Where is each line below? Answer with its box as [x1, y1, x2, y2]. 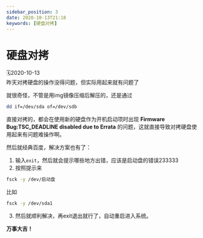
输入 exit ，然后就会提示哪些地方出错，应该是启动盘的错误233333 [15, 156, 179, 164]
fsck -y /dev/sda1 [6, 200, 53, 207]
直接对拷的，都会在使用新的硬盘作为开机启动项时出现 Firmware [6, 116, 165, 123]
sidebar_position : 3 [6, 9, 59, 15]
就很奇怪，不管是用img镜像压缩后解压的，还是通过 [6, 92, 133, 99]
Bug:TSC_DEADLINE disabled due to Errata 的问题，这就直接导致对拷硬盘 [6, 123, 192, 131]
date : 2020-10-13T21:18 [6, 15, 67, 21]
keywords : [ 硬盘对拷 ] [6, 20, 58, 26]
